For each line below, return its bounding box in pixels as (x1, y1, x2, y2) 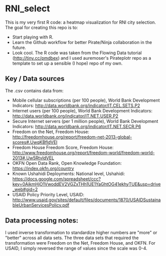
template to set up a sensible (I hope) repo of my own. (12, 60, 123, 66)
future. (12, 44, 26, 50)
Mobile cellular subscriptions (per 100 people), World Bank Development (12, 97, 160, 103)
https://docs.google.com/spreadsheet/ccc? (12, 176, 101, 182)
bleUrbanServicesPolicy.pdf (12, 202, 70, 208)
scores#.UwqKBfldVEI (12, 139, 58, 145)
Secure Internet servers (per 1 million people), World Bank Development (12, 118, 159, 124)
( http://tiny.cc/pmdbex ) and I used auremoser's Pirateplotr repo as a (12, 55, 152, 61)
